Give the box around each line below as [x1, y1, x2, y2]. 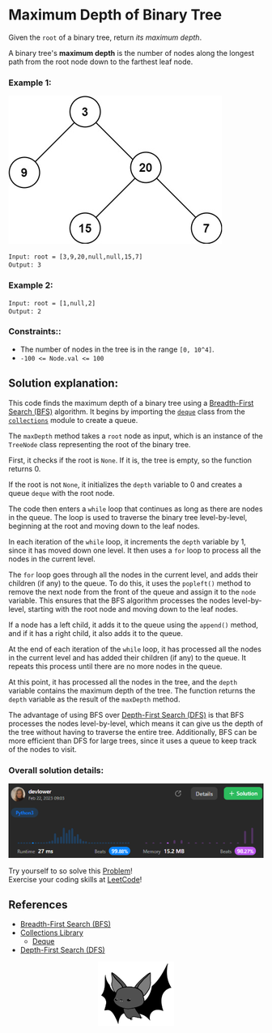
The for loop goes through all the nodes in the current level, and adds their [8, 570, 259, 579]
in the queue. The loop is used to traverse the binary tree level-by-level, [8, 512, 248, 522]
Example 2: [8, 280, 53, 291]
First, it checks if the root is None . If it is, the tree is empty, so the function [8, 455, 253, 465]
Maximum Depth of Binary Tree [8, 6, 223, 24]
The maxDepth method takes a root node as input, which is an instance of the [8, 431, 263, 441]
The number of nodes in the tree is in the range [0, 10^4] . [19, 344, 215, 354]
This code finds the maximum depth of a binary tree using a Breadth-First [8, 398, 254, 408]
